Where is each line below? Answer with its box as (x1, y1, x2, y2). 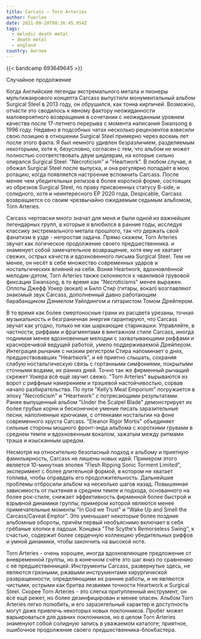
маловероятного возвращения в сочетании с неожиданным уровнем (6, 113, 185, 120)
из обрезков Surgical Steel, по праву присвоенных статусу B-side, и (6, 183, 180, 191)
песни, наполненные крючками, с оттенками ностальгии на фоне (6, 411, 175, 418)
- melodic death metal (11, 31, 68, 37)
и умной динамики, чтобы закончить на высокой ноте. (6, 537, 146, 545)
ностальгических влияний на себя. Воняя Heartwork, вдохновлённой (6, 265, 183, 272)
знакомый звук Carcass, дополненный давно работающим (6, 291, 157, 298)
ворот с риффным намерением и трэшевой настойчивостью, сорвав (6, 379, 183, 387)
